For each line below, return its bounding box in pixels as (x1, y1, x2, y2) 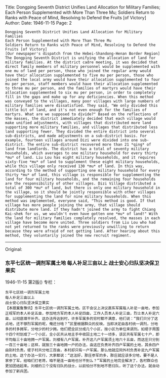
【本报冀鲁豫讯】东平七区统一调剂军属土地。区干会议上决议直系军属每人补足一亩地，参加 (5, 306, 160, 311)
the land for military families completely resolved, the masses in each (5, 216, 161, 221)
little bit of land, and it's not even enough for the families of (5, 107, 147, 112)
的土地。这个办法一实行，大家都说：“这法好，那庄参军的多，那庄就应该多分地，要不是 (5, 353, 155, 358)
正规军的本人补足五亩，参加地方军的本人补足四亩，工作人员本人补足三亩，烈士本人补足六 (5, 311, 160, 316)
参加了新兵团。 (5, 369, 31, 374)
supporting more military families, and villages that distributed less (5, 125, 158, 130)
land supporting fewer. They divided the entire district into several (5, 129, 156, 134)
